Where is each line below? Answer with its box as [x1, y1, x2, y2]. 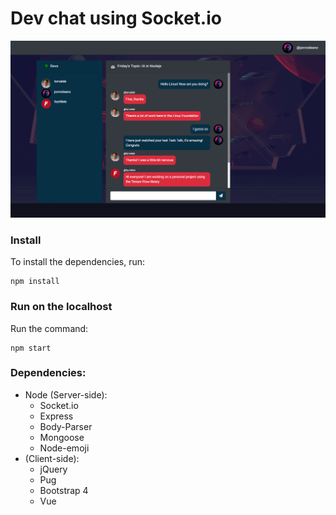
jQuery [39, 463, 68, 475]
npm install [10, 277, 60, 287]
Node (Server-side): [24, 388, 108, 401]
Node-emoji [39, 442, 90, 454]
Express [39, 410, 74, 422]
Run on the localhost [10, 300, 113, 314]
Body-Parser [39, 420, 93, 432]
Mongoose [39, 431, 85, 443]
